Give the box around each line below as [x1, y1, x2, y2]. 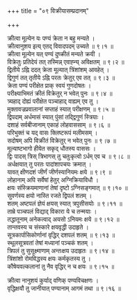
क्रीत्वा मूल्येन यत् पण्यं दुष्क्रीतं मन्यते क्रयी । [7, 50, 101, 58]
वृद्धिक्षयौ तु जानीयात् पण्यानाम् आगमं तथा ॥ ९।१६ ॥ [7, 284, 122, 292]
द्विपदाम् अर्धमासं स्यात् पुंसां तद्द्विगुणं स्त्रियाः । [7, 113, 104, 121]
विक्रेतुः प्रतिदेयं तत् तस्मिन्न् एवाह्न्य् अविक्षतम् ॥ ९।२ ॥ [7, 58, 124, 66]
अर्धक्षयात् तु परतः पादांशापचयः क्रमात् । [7, 160, 92, 168]
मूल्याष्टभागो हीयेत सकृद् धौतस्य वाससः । [7, 144, 96, 152]
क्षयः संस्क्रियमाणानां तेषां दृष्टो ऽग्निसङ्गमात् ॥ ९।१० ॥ [7, 184, 128, 192]
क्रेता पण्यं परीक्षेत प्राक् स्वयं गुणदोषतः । [7, 81, 92, 90]
